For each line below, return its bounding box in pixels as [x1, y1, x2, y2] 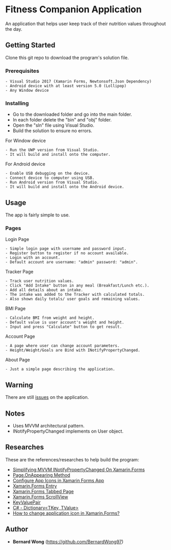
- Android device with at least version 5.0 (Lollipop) [5, 84, 127, 89]
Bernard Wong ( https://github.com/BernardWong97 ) [12, 538, 124, 544]
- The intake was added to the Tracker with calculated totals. [5, 292, 145, 297]
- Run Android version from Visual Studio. [5, 180, 100, 185]
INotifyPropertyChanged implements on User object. [12, 428, 124, 434]
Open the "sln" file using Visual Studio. [12, 122, 94, 129]
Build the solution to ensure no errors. [12, 128, 92, 134]
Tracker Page [5, 269, 34, 275]
